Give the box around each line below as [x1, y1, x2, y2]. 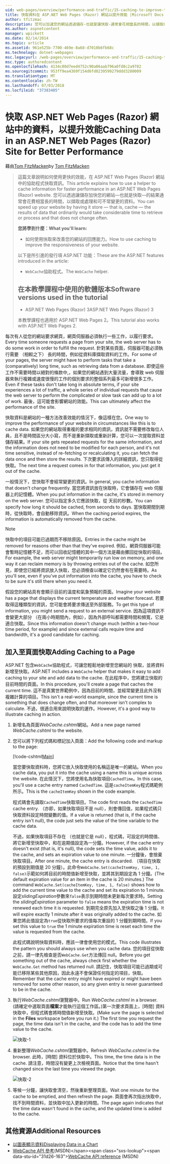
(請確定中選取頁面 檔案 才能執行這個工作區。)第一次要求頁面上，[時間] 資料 [12, 1004, 165, 1010]
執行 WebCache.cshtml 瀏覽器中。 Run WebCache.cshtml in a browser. [12, 997, 158, 1003]
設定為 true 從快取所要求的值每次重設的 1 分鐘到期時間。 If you [34, 918, 162, 924]
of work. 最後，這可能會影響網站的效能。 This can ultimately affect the [5, 398, 151, 404]
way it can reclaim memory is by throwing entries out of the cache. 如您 [5, 561, 155, 567]
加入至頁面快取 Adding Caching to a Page [5, 648, 135, 656]
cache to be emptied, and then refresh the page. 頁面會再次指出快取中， [12, 1093, 164, 1100]
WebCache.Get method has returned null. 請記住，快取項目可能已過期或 [12, 963, 158, 970]
